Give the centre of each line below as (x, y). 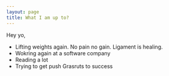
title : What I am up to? (38, 18)
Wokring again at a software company (63, 53)
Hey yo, (16, 35)
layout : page (23, 12)
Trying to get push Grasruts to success (64, 66)
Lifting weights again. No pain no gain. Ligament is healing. (89, 47)
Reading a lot (32, 60)
